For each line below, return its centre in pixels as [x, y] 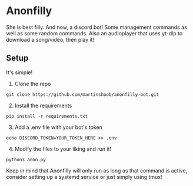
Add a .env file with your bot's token [59, 127]
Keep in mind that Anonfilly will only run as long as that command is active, [97, 170]
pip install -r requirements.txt [47, 116]
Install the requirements [43, 105]
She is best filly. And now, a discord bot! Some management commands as [96, 27]
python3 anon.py [26, 160]
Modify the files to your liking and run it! [63, 149]
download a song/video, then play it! [50, 39]
